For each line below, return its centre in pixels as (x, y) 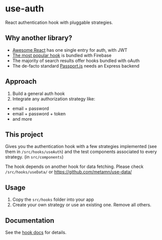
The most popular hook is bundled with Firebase (62, 55)
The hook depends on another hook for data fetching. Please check (75, 166)
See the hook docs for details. (36, 232)
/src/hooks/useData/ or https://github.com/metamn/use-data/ (69, 172)
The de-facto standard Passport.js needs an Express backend (76, 66)
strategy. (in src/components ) (34, 157)
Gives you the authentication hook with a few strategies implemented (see (81, 147)
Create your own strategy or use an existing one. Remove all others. (82, 205)
